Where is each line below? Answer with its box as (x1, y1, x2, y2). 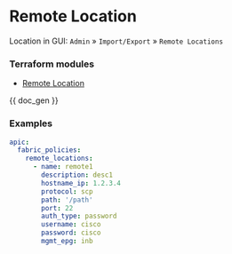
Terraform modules (9, 58, 95, 70)
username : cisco (41, 220, 101, 229)
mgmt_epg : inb (41, 237, 93, 246)
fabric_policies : (17, 146, 82, 155)
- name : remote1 (32, 163, 93, 171)
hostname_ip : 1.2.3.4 (41, 179, 122, 187)
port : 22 (41, 203, 74, 212)
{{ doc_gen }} (9, 95, 60, 106)
